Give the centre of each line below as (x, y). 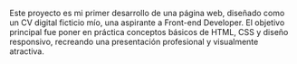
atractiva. (27, 51)
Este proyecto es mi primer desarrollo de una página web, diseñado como (147, 13)
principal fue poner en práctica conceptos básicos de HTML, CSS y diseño (149, 32)
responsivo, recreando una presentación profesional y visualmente (134, 41)
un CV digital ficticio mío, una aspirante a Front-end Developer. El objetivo (147, 23)
